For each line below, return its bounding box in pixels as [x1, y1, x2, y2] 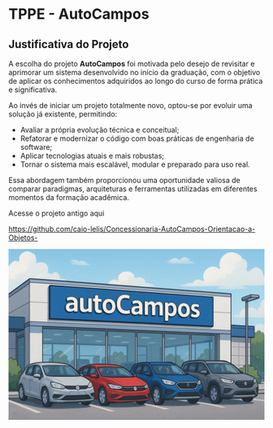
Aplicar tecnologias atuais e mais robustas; [19, 151, 165, 160]
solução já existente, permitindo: [8, 109, 118, 119]
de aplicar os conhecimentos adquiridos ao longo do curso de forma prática [8, 76, 263, 85]
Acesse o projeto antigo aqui [8, 208, 105, 218]
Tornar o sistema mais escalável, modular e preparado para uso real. [19, 159, 250, 169]
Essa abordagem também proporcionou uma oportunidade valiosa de [8, 176, 241, 185]
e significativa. [8, 85, 58, 94]
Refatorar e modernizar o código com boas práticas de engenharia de [19, 133, 254, 143]
